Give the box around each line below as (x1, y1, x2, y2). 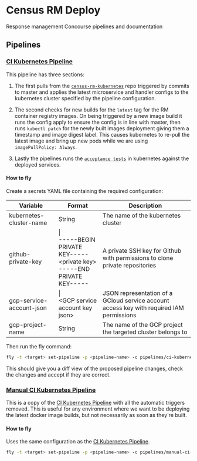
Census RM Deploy (6, 4, 101, 17)
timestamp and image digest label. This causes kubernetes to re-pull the (14, 131, 190, 138)
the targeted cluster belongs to (102, 328, 188, 336)
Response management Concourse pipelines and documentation (6, 23, 163, 30)
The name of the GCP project (102, 320, 183, 328)
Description (128, 201, 162, 209)
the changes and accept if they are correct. (6, 371, 111, 378)
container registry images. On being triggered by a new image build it (14, 112, 183, 119)
